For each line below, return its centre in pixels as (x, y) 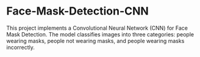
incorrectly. (21, 47)
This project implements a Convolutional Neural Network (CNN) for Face (97, 28)
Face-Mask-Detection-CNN (78, 11)
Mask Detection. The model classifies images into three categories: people (100, 34)
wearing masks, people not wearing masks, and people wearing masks (95, 41)
